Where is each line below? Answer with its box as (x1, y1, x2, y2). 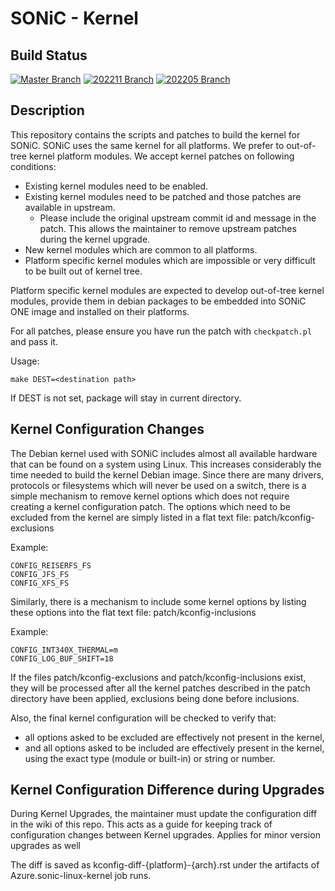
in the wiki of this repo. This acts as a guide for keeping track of (10, 818, 273, 831)
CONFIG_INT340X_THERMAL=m (10, 645, 118, 655)
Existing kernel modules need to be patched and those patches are (24, 190, 302, 202)
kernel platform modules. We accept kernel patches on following (28, 150, 295, 162)
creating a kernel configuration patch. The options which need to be (10, 500, 291, 512)
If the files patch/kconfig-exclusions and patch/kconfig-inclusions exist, (10, 671, 307, 683)
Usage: (10, 355, 40, 367)
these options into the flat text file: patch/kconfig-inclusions (10, 606, 257, 618)
